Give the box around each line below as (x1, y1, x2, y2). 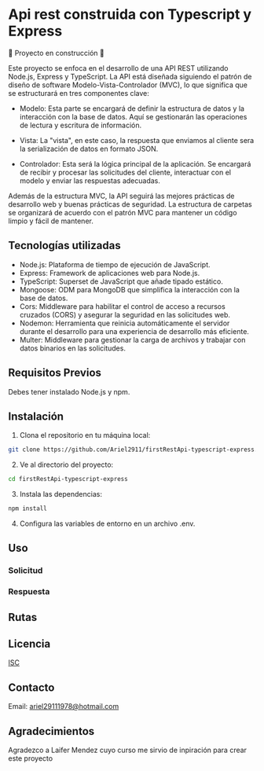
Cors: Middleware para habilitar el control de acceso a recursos (19, 301, 225, 311)
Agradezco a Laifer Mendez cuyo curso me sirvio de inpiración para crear (8, 745, 247, 755)
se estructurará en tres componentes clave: (8, 88, 149, 97)
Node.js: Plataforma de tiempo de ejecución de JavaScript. (19, 259, 211, 269)
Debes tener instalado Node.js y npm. (8, 387, 130, 396)
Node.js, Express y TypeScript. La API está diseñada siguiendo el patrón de (8, 72, 252, 81)
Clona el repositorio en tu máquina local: (19, 431, 151, 440)
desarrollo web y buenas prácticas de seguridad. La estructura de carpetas (8, 199, 253, 209)
